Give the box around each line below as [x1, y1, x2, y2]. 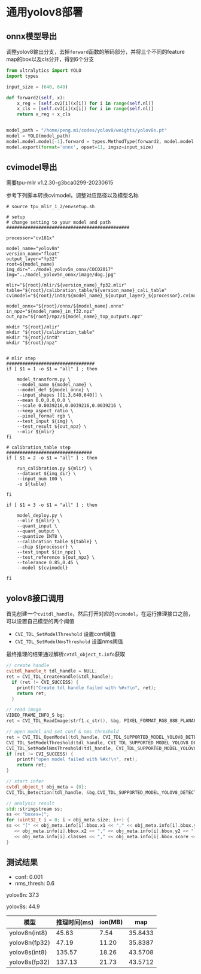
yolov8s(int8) [9, 948, 47, 957]
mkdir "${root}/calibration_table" [6, 330, 95, 336]
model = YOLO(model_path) [6, 133, 71, 139]
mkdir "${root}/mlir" [6, 324, 60, 330]
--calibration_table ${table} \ [17, 539, 98, 545]
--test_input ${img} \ [17, 418, 74, 425]
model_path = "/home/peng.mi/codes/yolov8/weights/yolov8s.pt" [6, 127, 167, 133]
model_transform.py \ [17, 376, 71, 383]
